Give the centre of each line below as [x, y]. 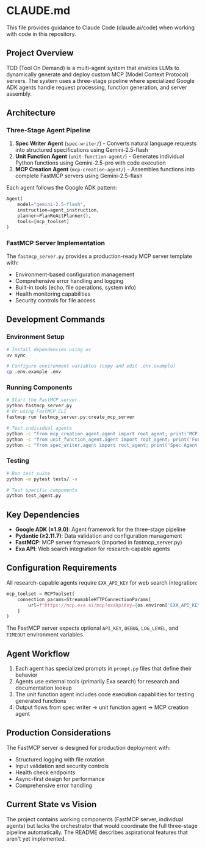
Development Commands [56, 320]
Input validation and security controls [62, 766]
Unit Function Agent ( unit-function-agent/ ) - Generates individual [99, 157]
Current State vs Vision [52, 804]
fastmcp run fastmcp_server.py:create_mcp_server [71, 417]
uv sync [16, 355]
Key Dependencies [43, 515]
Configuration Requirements [62, 568]
